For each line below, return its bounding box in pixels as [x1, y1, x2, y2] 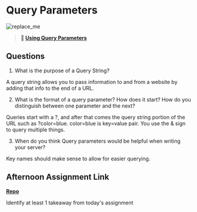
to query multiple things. [6, 126, 65, 133]
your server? [14, 143, 46, 150]
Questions [6, 51, 45, 62]
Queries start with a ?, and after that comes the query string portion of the [6, 113, 185, 120]
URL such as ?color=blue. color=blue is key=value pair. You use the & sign [6, 120, 186, 127]
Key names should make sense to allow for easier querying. [6, 155, 151, 162]
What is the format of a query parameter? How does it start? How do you [14, 96, 191, 103]
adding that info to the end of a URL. [6, 85, 94, 92]
